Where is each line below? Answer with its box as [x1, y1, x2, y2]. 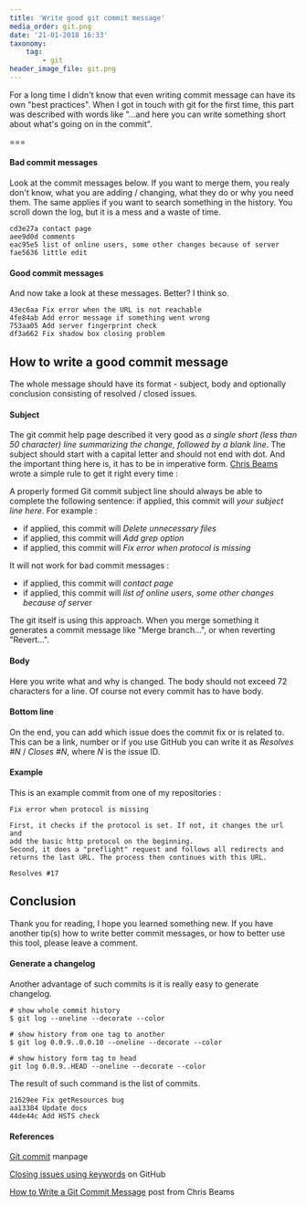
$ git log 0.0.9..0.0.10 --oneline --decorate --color [9, 1038, 223, 1047]
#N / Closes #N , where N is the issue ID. [9, 746, 161, 756]
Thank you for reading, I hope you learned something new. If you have [9, 917, 274, 928]
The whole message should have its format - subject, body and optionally [9, 378, 287, 389]
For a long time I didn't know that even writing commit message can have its [9, 89, 296, 100]
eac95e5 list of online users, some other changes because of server [9, 240, 280, 249]
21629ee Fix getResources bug [9, 1095, 125, 1105]
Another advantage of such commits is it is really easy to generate [9, 979, 259, 989]
